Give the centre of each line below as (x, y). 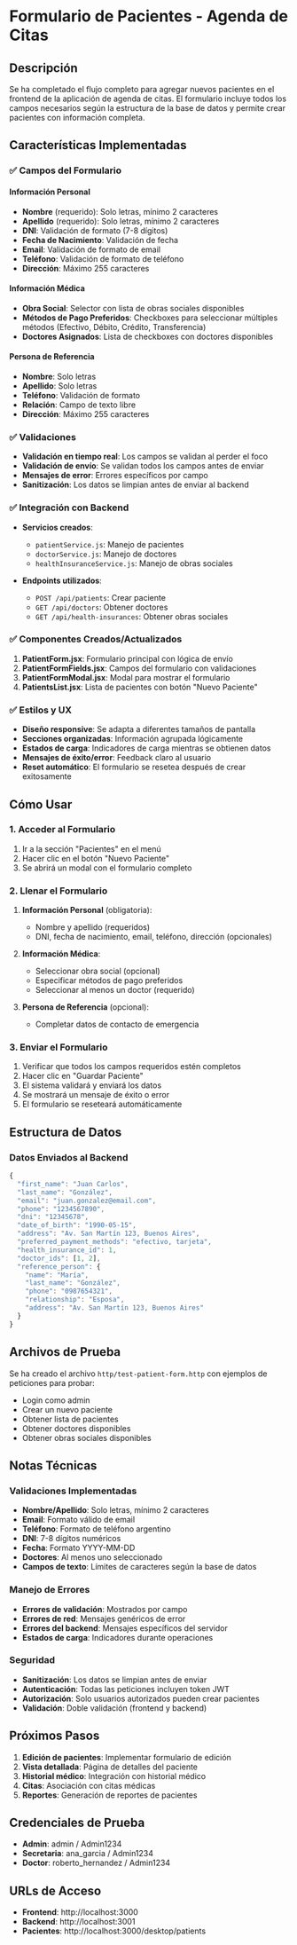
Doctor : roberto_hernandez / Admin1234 (96, 1863)
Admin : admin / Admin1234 (72, 1844)
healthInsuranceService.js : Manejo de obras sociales (134, 563)
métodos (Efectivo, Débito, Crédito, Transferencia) (114, 327)
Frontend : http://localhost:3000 (80, 1912)
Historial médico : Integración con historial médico (114, 1776)
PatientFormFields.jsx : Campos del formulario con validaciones (139, 668)
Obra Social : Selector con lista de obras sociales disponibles (133, 308)
